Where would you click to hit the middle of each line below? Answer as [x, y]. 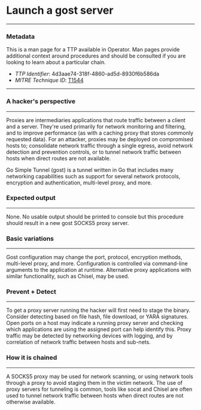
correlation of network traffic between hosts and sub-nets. [78, 342]
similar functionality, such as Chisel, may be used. [68, 277]
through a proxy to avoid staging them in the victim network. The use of [95, 382]
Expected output [31, 198]
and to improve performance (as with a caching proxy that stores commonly [100, 133]
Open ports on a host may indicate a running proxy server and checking [95, 323]
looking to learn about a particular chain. [56, 62]
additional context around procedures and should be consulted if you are [96, 56]
